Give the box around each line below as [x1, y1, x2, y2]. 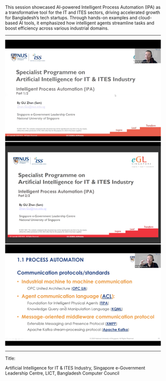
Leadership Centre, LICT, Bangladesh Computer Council [5, 370, 120, 376]
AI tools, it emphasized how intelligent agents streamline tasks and [19, 20, 155, 26]
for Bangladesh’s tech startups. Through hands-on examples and [5, 15, 137, 20]
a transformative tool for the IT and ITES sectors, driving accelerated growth [5, 9, 161, 15]
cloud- [138, 15, 152, 20]
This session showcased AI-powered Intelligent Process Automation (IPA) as [5, 4, 161, 10]
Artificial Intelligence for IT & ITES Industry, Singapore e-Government [5, 365, 146, 371]
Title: [5, 355, 16, 361]
